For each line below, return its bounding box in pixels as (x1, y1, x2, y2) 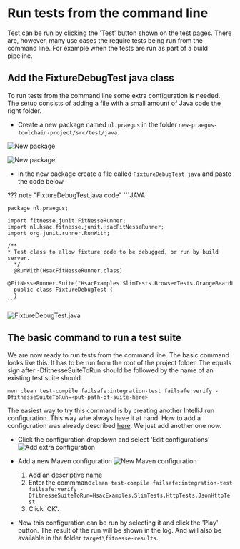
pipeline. (7, 51, 33, 60)
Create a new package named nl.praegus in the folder (17, 120, 177, 129)
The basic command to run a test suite (7, 332, 182, 344)
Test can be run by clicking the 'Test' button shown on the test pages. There (7, 29, 232, 37)
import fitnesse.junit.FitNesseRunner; (7, 217, 126, 224)
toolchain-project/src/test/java (17, 129, 118, 137)
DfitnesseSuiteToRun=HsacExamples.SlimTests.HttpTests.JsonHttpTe (28, 492, 231, 499)
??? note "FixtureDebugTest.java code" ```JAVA (7, 191, 146, 199)
